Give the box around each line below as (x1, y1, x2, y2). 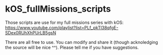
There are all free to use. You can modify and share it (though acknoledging (5, 39, 158, 45)
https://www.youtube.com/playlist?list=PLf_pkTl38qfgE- (5, 24, 119, 30)
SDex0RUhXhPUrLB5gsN (5, 30, 56, 36)
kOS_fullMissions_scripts (5, 3, 111, 15)
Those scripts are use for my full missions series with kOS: (5, 19, 124, 25)
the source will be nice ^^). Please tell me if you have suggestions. (5, 44, 139, 50)
